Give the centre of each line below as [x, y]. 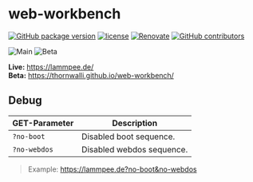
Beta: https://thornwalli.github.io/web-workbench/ [91, 75]
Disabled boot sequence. [128, 136]
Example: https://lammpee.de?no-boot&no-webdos [112, 169]
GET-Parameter [43, 123]
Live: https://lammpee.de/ [51, 67]
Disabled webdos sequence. [134, 149]
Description [134, 123]
